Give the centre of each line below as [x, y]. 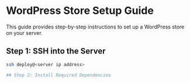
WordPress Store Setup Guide [80, 11]
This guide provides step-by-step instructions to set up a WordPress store [95, 27]
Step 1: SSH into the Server [56, 51]
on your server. [24, 33]
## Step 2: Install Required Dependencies [58, 75]
